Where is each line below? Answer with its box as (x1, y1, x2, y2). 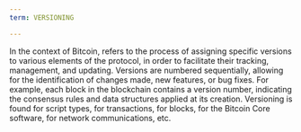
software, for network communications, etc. (9, 112, 172, 123)
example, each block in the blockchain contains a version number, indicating (9, 84, 292, 94)
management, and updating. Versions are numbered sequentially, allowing (9, 65, 284, 75)
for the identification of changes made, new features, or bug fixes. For (9, 74, 270, 85)
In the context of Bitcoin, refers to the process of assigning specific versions (9, 46, 292, 57)
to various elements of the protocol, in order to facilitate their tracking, (9, 55, 270, 66)
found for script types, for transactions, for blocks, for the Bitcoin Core (9, 102, 271, 113)
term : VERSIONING (9, 13, 75, 22)
